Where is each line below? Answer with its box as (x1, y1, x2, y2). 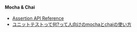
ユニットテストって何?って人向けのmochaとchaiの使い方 (12, 21, 131, 27)
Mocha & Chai (5, 4, 35, 10)
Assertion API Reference (12, 15, 64, 21)
